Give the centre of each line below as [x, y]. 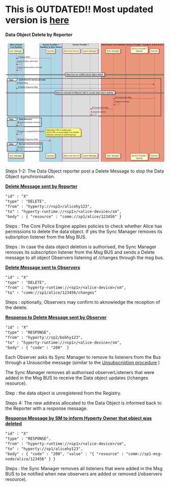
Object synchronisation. [30, 177]
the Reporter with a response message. [47, 409]
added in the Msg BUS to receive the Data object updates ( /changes [77, 378]
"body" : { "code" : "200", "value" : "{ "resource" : [65, 454]
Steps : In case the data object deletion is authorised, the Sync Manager [81, 247]
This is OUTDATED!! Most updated [79, 9]
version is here [37, 20]
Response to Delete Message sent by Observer [56, 318]
